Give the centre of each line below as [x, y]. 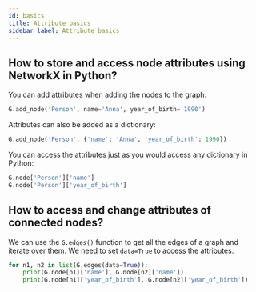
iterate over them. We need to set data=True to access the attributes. [121, 250]
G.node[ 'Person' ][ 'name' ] [51, 178]
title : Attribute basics [50, 23]
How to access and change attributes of [110, 210]
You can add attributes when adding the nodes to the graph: [108, 95]
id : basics [26, 16]
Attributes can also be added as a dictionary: [82, 125]
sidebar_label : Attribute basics [64, 30]
